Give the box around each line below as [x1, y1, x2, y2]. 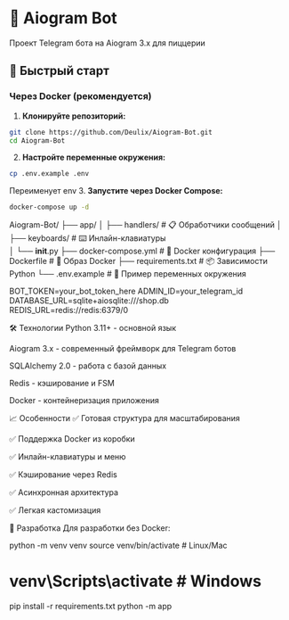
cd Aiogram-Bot [9, 136, 66, 145]
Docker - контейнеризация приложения [9, 395, 160, 406]
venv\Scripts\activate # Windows [9, 571, 262, 591]
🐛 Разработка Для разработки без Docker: [9, 523, 171, 533]
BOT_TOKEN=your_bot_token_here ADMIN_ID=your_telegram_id [9, 285, 244, 297]
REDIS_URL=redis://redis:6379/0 [9, 305, 129, 316]
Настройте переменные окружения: [21, 152, 166, 163]
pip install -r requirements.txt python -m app [9, 601, 173, 612]
